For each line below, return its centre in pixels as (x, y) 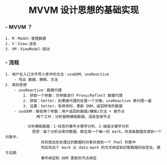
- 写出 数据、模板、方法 (36, 80)
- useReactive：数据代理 (38, 90)
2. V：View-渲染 (21, 44)
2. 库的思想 (16, 85)
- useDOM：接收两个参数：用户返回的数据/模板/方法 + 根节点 (70, 111)
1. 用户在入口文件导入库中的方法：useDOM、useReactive (57, 74)
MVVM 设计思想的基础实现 (84, 10)
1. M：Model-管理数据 (26, 39)
